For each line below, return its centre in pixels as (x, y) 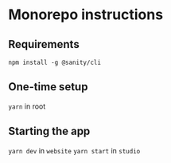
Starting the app (49, 131)
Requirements (44, 44)
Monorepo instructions (86, 15)
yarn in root (27, 106)
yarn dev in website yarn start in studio (74, 150)
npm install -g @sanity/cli (55, 62)
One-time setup (48, 87)
